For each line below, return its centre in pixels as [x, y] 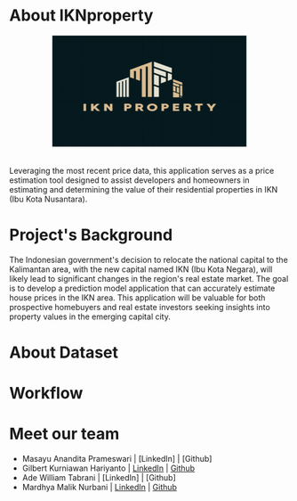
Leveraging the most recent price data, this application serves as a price [142, 170]
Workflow [46, 394]
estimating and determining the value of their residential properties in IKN [144, 189]
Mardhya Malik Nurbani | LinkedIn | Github [100, 488]
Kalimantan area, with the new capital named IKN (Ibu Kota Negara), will [141, 269]
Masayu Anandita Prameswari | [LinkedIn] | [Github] [117, 459]
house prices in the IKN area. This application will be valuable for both [137, 297]
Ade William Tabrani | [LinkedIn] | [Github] [99, 478]
